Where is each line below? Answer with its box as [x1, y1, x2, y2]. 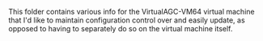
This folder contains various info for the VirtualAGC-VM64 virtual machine [8, 7, 255, 16]
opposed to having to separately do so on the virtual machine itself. [8, 24, 233, 33]
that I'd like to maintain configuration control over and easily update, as [8, 15, 245, 25]
